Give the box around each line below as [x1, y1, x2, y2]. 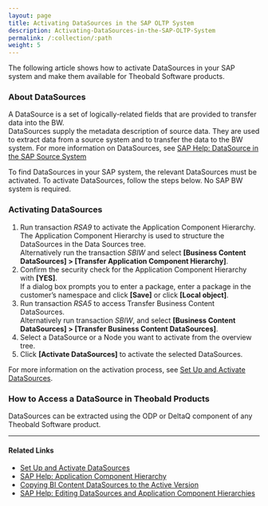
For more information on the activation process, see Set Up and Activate [8, 364, 246, 375]
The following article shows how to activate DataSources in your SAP [8, 63, 235, 73]
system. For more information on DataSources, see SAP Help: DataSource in [8, 143, 259, 153]
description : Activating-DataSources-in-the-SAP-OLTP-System [8, 26, 216, 34]
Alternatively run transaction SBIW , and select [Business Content [19, 316, 236, 325]
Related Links [8, 445, 54, 455]
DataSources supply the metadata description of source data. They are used [8, 127, 260, 136]
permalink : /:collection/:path [8, 33, 112, 42]
